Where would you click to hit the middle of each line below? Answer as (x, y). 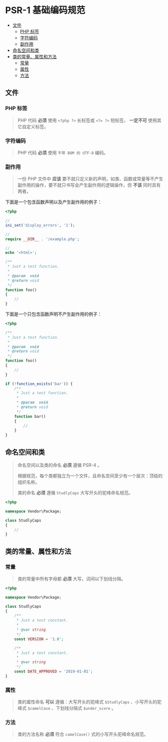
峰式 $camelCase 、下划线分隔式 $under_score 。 (67, 708)
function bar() (30, 416)
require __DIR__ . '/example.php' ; (42, 239)
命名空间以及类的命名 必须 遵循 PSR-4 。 (59, 465)
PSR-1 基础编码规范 (45, 10)
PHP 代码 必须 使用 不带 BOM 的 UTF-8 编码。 (63, 152)
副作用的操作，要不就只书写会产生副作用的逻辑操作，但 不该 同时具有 (89, 185)
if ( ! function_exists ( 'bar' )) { (39, 384)
